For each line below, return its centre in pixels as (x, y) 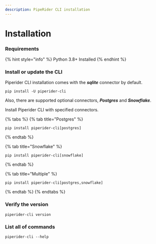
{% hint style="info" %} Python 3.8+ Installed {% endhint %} (66, 59)
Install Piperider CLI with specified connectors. (52, 110)
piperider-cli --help (27, 237)
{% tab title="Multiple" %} (31, 174)
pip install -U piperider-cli (36, 91)
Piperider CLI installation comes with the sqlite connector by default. (74, 83)
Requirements (22, 49)
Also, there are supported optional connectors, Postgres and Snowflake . (78, 101)
